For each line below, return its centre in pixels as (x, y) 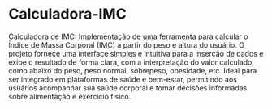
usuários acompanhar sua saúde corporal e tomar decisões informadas (128, 88)
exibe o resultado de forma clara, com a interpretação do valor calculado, (131, 62)
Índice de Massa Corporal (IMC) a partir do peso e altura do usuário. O (127, 44)
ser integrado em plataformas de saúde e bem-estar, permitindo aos (123, 79)
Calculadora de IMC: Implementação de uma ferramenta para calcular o (128, 36)
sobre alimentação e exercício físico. (70, 96)
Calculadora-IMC (68, 14)
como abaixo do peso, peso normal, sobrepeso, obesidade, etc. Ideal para (133, 70)
